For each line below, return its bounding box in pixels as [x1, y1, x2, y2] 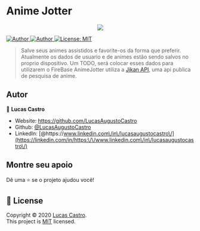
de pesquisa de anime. [20, 72, 77, 79]
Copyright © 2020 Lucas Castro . [6, 211, 87, 219]
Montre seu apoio [6, 160, 73, 170]
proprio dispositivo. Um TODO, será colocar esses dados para [20, 59, 174, 66]
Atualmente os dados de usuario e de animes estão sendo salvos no [20, 53, 189, 60]
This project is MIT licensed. [6, 218, 76, 225]
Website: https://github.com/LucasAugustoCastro [14, 117, 137, 124]
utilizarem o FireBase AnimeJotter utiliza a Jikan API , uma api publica [20, 66, 191, 73]
